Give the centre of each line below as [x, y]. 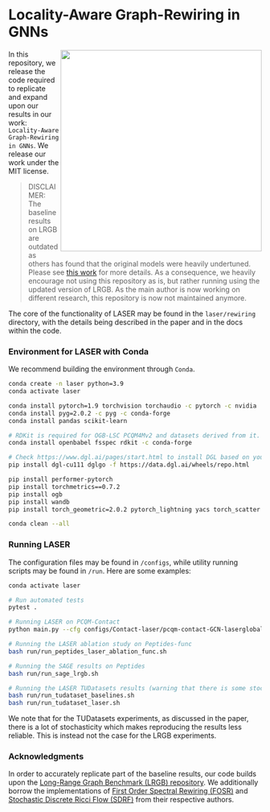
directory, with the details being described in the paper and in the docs [126, 322]
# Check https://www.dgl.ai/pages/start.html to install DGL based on [129, 458]
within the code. [35, 330]
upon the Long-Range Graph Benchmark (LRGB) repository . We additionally [133, 782]
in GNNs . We [29, 145]
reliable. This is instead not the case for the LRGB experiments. [112, 735]
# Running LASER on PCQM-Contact [64, 622]
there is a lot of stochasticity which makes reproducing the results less [125, 727]
